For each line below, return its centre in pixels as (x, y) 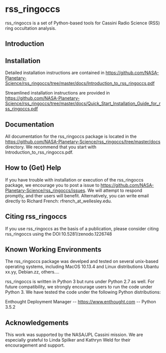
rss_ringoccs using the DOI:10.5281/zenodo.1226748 (59, 234)
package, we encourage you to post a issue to (53, 185)
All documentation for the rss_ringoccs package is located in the (71, 136)
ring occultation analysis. (31, 28)
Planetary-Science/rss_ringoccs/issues (45, 190)
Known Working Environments (53, 249)
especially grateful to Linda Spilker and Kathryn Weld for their (68, 340)
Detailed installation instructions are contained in (55, 73)
